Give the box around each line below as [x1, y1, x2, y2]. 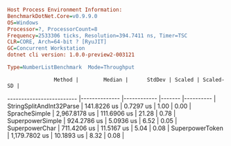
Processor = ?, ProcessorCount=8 [7, 26, 98, 33]
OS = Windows [7, 19, 39, 26]
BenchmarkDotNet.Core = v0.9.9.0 [7, 12, 98, 19]
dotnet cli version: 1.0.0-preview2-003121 [7, 51, 135, 59]
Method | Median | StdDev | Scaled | [53, 76, 200, 83]
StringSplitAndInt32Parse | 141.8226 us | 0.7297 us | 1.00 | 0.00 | [7, 102, 192, 110]
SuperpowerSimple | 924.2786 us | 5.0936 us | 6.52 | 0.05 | [7, 116, 178, 125]
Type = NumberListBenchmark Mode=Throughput [7, 64, 135, 71]
